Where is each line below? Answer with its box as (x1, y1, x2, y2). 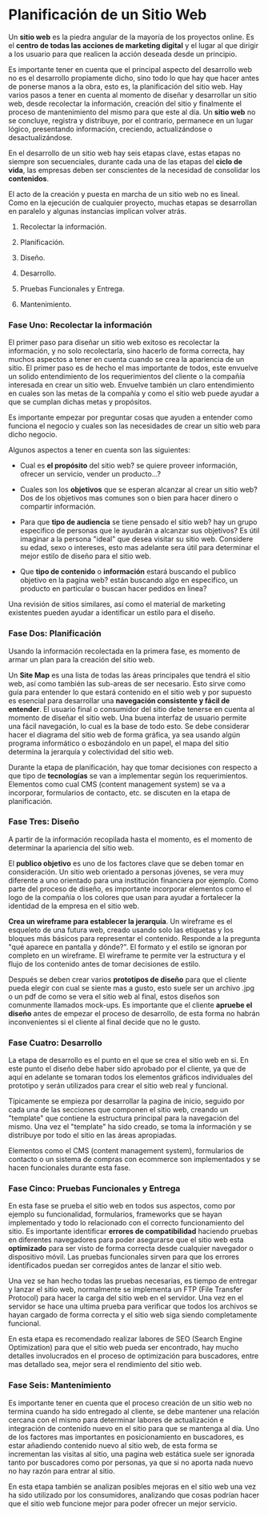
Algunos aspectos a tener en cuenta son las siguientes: (8, 445, 190, 455)
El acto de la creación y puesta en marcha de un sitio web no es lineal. (8, 189, 240, 199)
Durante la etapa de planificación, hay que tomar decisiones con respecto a (8, 762, 258, 772)
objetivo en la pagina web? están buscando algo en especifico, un (19, 575, 238, 585)
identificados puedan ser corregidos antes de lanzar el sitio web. (8, 1261, 222, 1270)
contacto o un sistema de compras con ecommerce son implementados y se (8, 1155, 261, 1164)
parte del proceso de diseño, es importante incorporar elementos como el (8, 883, 252, 894)
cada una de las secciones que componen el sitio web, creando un (8, 1105, 229, 1115)
